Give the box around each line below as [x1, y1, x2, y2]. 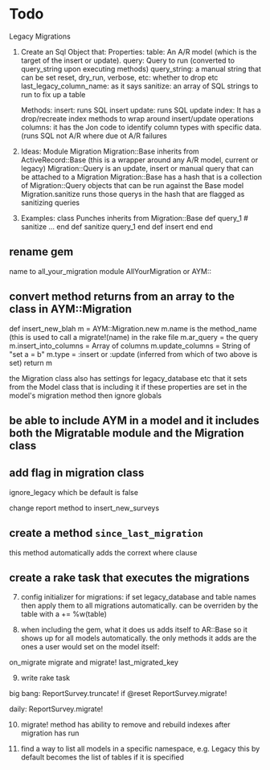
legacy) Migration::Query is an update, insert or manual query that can [20, 163, 254, 173]
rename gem [9, 245, 74, 259]
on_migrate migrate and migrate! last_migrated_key [9, 657, 179, 667]
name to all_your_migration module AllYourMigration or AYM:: [9, 266, 212, 276]
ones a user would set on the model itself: [20, 642, 160, 652]
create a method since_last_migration [9, 526, 203, 540]
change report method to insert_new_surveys [9, 503, 160, 513]
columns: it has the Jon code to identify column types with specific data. [20, 122, 262, 132]
